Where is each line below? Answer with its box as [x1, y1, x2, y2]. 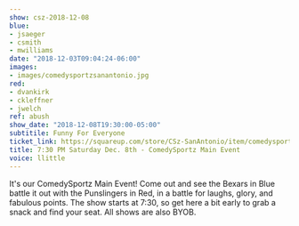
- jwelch [9, 104, 42, 113]
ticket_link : [9, 137, 58, 146]
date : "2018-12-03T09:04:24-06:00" [9, 54, 141, 63]
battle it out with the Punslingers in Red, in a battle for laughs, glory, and [9, 188, 273, 198]
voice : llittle [9, 153, 66, 163]
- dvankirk [9, 87, 50, 96]
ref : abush [9, 112, 50, 121]
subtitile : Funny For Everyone [9, 129, 125, 138]
